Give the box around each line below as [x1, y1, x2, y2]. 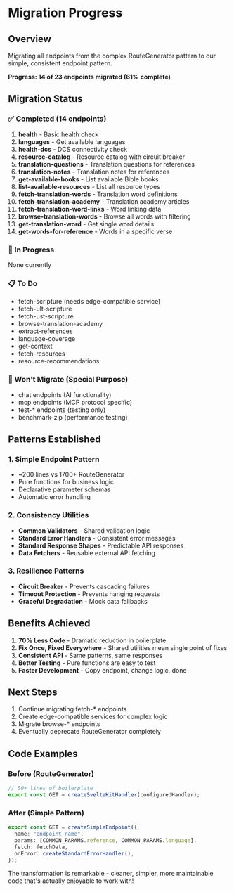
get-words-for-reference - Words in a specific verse [18, 227, 173, 235]
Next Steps [8, 687, 58, 699]
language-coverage [18, 335, 76, 343]
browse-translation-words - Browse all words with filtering [18, 212, 192, 221]
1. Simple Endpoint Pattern [8, 454, 100, 464]
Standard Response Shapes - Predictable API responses [18, 541, 184, 550]
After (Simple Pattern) [8, 808, 85, 817]
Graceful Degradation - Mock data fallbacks [18, 597, 148, 605]
